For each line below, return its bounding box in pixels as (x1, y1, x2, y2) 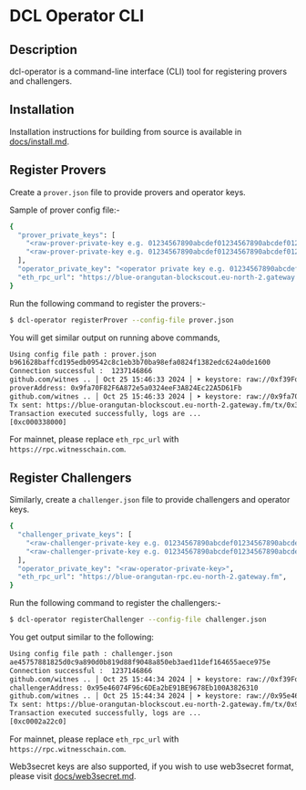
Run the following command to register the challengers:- (9, 598, 221, 608)
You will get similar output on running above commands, (9, 332, 220, 343)
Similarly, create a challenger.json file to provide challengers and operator (9, 494, 291, 505)
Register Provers (9, 162, 107, 178)
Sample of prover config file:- (9, 204, 120, 215)
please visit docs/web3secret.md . (9, 770, 137, 781)
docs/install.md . (9, 136, 70, 147)
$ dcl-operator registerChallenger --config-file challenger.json (9, 615, 267, 625)
